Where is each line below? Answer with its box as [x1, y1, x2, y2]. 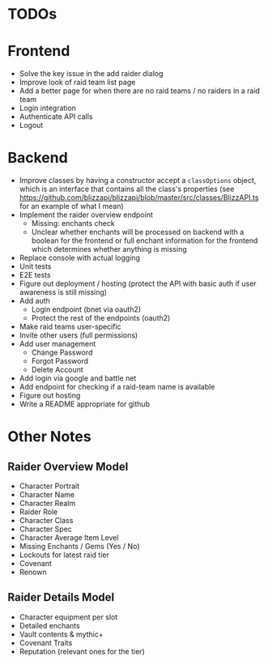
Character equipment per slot [19, 612, 118, 622]
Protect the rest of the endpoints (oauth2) [31, 313, 171, 323]
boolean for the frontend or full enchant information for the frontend [31, 236, 258, 245]
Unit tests [19, 262, 52, 271]
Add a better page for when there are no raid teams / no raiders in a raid [19, 86, 261, 96]
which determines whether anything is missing [31, 245, 187, 254]
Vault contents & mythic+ [19, 629, 104, 639]
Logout [19, 121, 44, 130]
